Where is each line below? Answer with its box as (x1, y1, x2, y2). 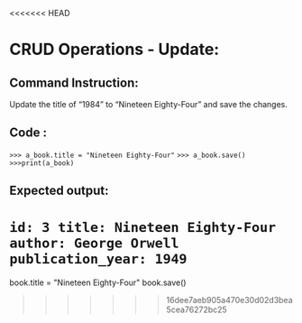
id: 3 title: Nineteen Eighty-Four (9, 219, 277, 236)
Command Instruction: (9, 75, 139, 90)
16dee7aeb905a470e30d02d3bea (166, 295, 293, 306)
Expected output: (9, 183, 109, 198)
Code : (9, 125, 48, 141)
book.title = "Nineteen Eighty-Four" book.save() (9, 277, 187, 288)
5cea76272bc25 (166, 304, 227, 315)
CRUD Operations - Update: (9, 40, 220, 60)
